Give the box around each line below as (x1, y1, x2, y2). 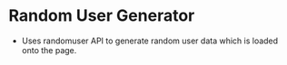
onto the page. (21, 44, 77, 55)
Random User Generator (8, 5, 195, 26)
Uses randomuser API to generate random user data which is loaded (21, 35, 279, 46)
